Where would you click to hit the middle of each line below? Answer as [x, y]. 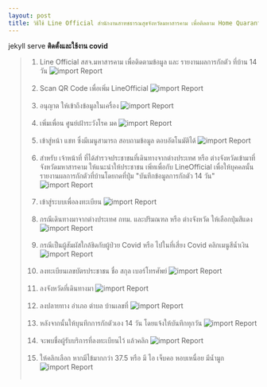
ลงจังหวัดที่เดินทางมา [66, 288]
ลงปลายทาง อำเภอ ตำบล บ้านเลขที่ [84, 305]
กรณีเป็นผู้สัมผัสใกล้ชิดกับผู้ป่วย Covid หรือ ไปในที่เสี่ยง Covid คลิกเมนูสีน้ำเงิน [144, 244]
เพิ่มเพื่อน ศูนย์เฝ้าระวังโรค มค [78, 123]
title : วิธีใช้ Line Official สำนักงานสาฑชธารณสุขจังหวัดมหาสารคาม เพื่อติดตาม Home [120, 23]
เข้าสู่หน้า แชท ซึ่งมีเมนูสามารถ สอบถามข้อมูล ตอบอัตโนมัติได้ [118, 140]
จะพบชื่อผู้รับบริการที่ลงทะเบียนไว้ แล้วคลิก [94, 340]
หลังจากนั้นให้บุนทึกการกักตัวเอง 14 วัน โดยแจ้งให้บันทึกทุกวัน [121, 322]
